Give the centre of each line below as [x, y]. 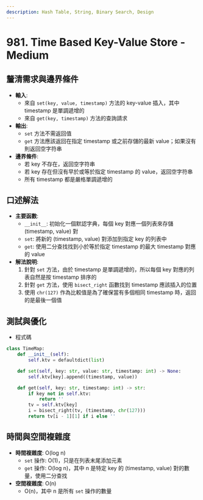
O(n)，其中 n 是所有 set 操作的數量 [68, 491]
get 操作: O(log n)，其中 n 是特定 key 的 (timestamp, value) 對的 [104, 468]
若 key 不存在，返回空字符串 [60, 164]
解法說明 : [27, 262]
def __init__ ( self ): [43, 355]
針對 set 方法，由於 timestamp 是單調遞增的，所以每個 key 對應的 [106, 270]
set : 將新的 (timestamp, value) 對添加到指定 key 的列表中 [95, 239]
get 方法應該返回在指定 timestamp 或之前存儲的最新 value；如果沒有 [110, 141]
